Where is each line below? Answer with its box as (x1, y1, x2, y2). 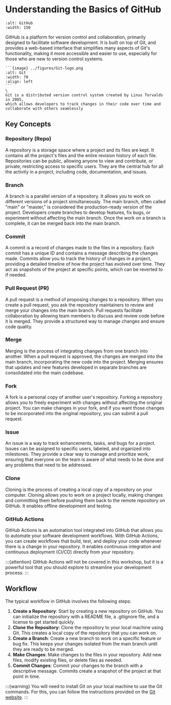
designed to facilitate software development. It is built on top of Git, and (5, 39, 156, 46)
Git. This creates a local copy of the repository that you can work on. (12, 630, 157, 636)
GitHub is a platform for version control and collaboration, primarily (5, 34, 146, 40)
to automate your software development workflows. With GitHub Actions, (5, 532, 159, 539)
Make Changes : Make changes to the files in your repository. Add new (12, 651, 162, 657)
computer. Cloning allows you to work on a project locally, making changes (5, 492, 163, 498)
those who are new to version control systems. (5, 55, 104, 62)
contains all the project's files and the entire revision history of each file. (5, 152, 157, 158)
